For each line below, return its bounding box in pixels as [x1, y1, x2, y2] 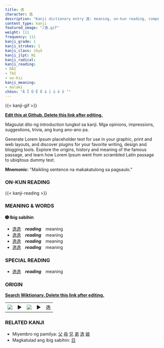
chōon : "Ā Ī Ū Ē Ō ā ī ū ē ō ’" [5, 89, 71, 94]
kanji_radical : [5, 57, 36, 62]
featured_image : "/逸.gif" [5, 25, 60, 30]
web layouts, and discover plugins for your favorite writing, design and [5, 142, 147, 148]
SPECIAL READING [5, 257, 50, 264]
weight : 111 [5, 30, 29, 35]
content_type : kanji [5, 21, 47, 26]
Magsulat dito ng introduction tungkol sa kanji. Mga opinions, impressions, [5, 122, 155, 127]
